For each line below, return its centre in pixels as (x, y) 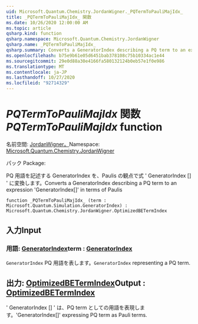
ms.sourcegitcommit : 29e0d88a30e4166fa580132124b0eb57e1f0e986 (85, 61)
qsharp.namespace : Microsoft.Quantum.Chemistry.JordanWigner (83, 39)
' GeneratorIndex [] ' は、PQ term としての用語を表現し (73, 307)
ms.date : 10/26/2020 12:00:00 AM (47, 22)
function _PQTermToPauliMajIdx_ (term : (57, 200)
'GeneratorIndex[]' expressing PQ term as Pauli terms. (81, 315)
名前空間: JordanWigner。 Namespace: (53, 144)
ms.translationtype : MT (35, 67)
